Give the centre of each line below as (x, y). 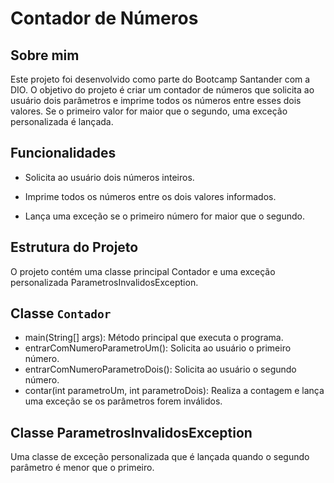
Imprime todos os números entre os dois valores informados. (150, 196)
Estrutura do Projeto (74, 247)
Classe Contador (61, 313)
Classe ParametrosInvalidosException (131, 432)
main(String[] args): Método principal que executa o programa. (154, 338)
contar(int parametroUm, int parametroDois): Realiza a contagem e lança (174, 391)
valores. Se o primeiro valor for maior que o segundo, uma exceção (149, 111)
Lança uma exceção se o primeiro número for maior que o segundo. (164, 216)
